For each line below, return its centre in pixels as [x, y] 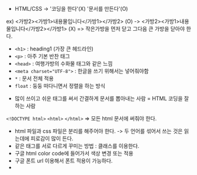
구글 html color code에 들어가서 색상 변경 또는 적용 [74, 153]
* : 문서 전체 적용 [34, 78]
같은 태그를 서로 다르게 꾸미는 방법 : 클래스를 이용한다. [77, 146]
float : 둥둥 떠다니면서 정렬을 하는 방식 [60, 86]
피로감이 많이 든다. [52, 139]
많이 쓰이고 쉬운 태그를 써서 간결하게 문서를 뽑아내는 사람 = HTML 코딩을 [99, 98]
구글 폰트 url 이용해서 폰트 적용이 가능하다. [64, 161]
